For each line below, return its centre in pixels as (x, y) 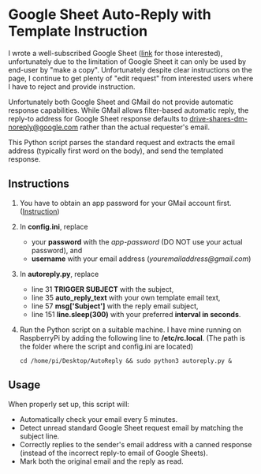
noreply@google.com (43, 127)
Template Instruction (78, 31)
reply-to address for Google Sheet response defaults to (98, 118)
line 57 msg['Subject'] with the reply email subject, (115, 306)
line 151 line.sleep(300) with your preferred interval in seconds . (136, 314)
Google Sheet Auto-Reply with (110, 15)
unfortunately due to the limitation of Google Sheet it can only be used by (127, 62)
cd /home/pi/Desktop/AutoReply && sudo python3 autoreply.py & (126, 360)
